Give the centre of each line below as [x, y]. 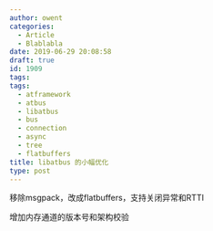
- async [32, 137]
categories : [32, 26]
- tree [30, 145]
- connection [42, 129]
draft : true [32, 60]
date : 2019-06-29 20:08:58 [61, 52]
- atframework [44, 94]
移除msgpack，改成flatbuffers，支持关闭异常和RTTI [107, 198]
